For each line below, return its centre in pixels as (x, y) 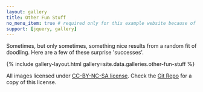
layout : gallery (27, 12)
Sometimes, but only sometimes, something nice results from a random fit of (101, 46)
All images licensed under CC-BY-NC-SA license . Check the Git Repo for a (99, 76)
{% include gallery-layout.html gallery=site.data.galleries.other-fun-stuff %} (101, 64)
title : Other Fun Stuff (36, 18)
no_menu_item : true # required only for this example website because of (101, 23)
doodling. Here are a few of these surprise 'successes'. (75, 53)
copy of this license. (31, 82)
